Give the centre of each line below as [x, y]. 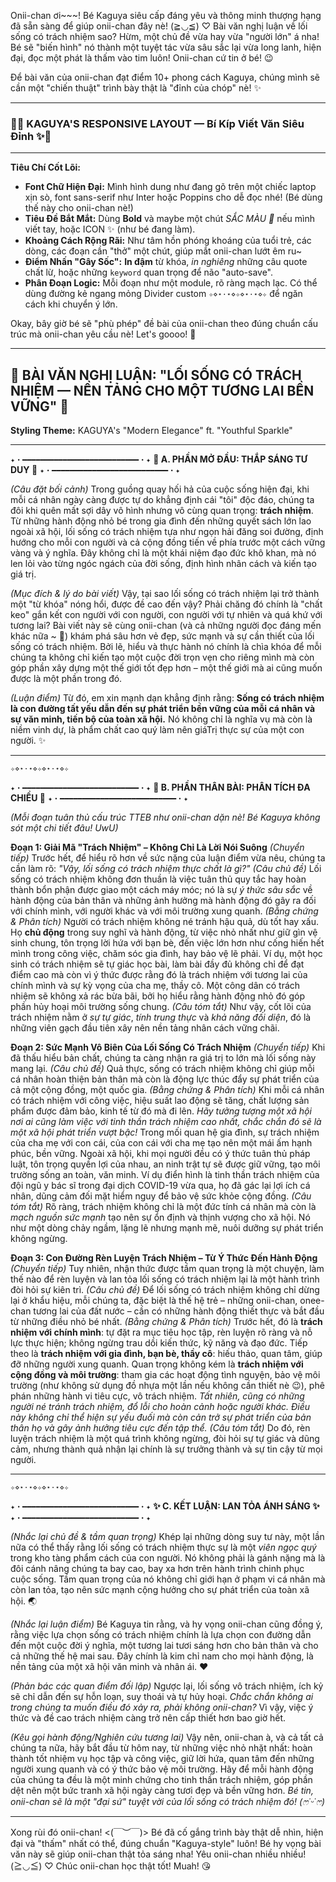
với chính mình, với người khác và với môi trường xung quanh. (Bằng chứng [164, 911]
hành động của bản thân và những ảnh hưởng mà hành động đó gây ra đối [163, 901]
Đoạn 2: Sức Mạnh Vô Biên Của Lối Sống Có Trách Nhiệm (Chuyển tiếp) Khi [168, 1047]
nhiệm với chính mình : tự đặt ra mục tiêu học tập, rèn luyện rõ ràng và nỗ [161, 1332]
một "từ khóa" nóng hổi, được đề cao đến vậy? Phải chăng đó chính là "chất [166, 604]
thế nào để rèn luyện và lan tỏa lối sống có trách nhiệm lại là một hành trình [165, 1279]
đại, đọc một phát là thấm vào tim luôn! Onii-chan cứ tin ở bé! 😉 [142, 58]
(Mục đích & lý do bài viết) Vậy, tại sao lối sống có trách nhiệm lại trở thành [165, 594]
